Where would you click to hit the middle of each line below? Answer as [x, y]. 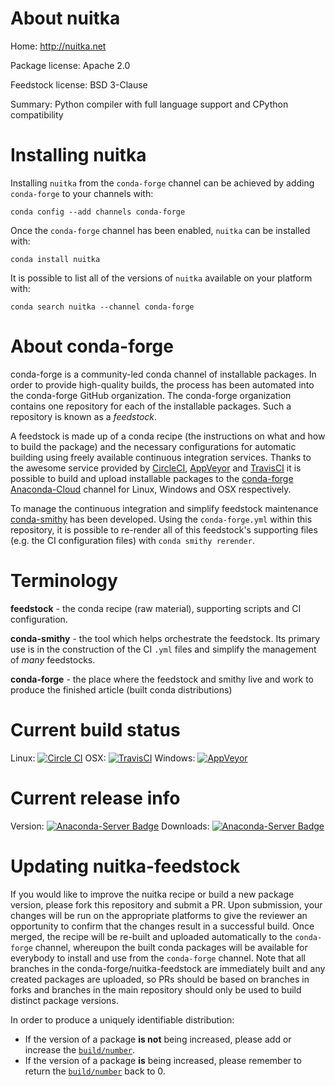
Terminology [64, 581]
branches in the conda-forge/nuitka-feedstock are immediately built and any [168, 968]
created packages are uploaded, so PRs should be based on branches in [160, 979]
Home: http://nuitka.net [58, 46]
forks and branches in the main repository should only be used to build [156, 989]
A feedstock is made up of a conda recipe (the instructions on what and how [168, 436]
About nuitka [65, 18]
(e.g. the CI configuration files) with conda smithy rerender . [132, 540]
